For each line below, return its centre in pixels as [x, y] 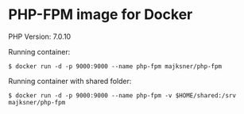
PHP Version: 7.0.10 [40, 36]
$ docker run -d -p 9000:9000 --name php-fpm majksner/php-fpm [115, 66]
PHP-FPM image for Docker [101, 15]
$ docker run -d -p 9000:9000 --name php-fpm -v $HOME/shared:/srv [122, 95]
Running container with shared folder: [70, 81]
